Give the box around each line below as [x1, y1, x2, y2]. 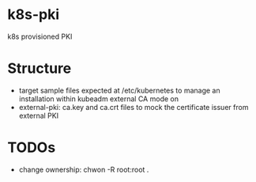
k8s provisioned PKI [7, 32, 73, 41]
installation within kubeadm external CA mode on [18, 93, 179, 104]
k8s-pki [7, 6, 60, 24]
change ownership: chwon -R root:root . [18, 165, 149, 174]
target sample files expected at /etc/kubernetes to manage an [18, 85, 220, 95]
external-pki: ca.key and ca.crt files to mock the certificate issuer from [18, 102, 249, 112]
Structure [7, 59, 72, 78]
